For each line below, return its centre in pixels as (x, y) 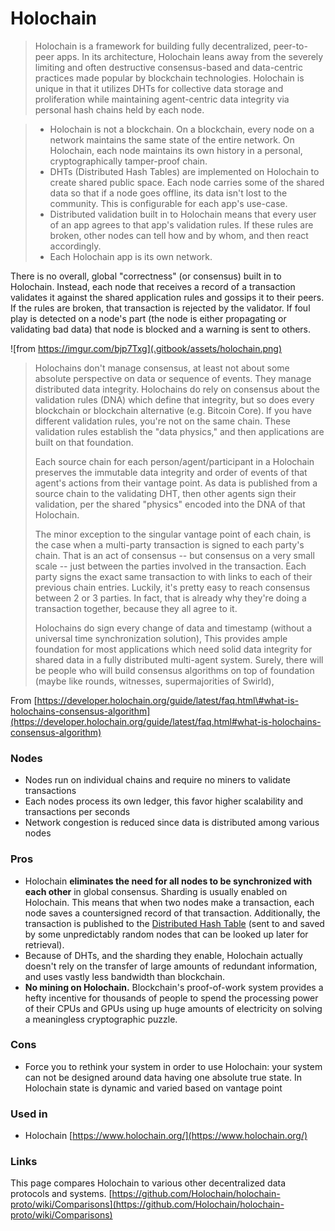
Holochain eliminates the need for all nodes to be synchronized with (168, 881)
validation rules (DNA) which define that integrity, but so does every (174, 399)
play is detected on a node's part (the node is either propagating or (148, 318)
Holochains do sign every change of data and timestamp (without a (173, 628)
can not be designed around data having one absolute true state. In (163, 1077)
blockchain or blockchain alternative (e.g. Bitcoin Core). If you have (173, 410)
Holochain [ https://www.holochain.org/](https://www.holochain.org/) (166, 1136)
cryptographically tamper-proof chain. (128, 161)
